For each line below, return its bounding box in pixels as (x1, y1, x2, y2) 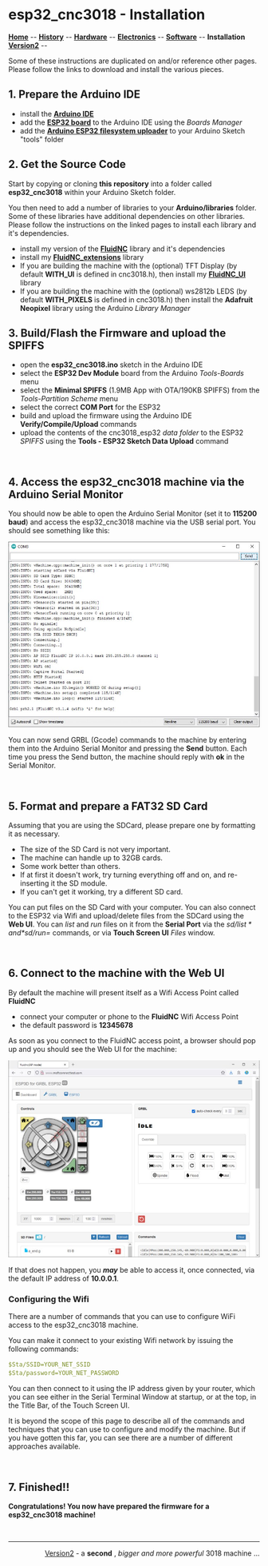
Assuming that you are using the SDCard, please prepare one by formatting (8, 821, 256, 831)
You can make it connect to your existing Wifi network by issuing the (8, 1336, 234, 1345)
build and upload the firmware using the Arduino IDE (19, 411, 193, 420)
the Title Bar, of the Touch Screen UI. (8, 1401, 130, 1410)
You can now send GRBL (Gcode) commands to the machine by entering (8, 735, 247, 745)
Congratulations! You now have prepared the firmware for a (8, 1501, 210, 1511)
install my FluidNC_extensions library (19, 252, 144, 261)
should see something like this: (8, 526, 110, 536)
